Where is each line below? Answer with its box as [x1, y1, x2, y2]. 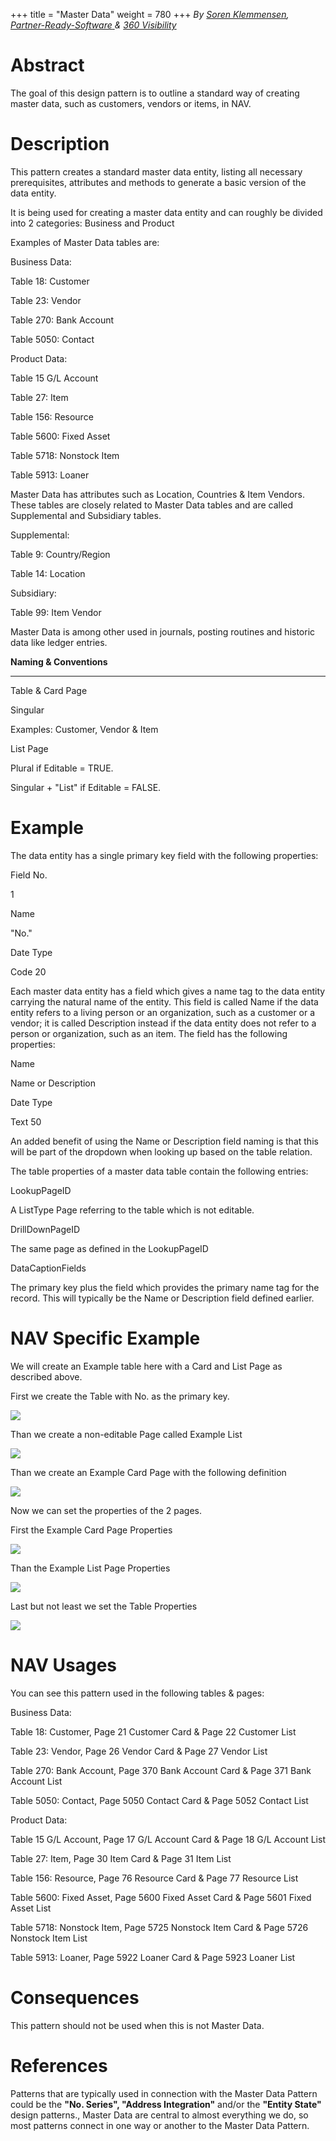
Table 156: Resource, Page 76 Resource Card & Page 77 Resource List [10, 1872, 299, 1884]
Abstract [10, 54, 85, 77]
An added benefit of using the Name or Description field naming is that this [10, 1135, 319, 1147]
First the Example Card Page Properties [10, 1524, 173, 1536]
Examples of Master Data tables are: [10, 236, 160, 248]
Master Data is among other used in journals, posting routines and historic [10, 625, 316, 638]
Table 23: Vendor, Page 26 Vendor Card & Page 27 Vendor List [10, 1745, 268, 1757]
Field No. [10, 869, 48, 881]
